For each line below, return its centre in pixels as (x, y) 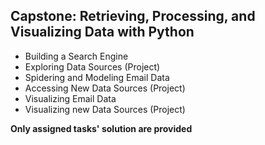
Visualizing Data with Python (102, 32)
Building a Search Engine (76, 56)
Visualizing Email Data (70, 98)
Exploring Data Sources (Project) (92, 66)
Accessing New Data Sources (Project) (105, 88)
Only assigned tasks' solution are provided (101, 128)
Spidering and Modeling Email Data (97, 77)
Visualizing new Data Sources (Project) (105, 109)
